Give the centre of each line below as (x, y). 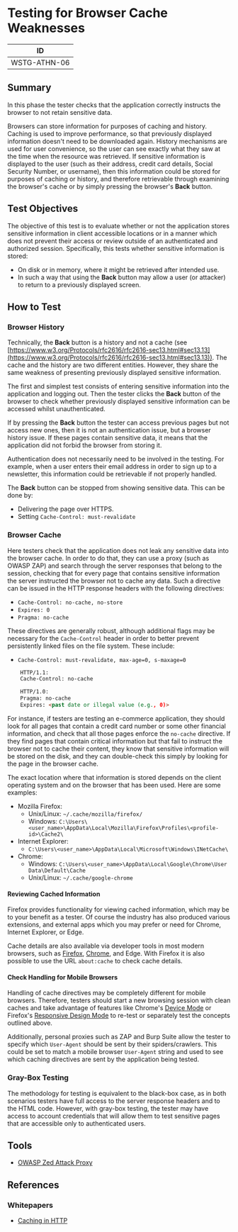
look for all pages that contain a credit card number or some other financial (117, 726)
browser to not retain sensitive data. (60, 112)
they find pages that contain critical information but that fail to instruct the (115, 741)
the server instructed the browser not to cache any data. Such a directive (114, 581)
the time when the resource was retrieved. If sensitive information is (107, 156)
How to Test (34, 307)
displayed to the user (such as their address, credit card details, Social (110, 164)
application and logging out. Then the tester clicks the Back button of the (114, 394)
